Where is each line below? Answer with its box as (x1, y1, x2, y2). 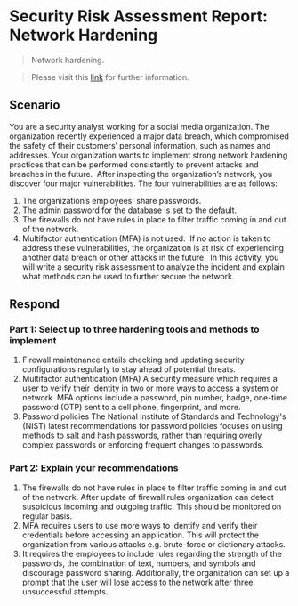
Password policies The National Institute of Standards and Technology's (21, 411, 286, 422)
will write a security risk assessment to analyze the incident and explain (21, 261, 285, 272)
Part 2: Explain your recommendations (9, 462, 179, 474)
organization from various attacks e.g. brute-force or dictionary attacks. (21, 538, 286, 549)
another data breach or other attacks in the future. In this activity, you (21, 252, 279, 263)
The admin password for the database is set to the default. (21, 205, 238, 215)
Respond (9, 296, 60, 312)
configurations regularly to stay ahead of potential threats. (21, 364, 236, 375)
